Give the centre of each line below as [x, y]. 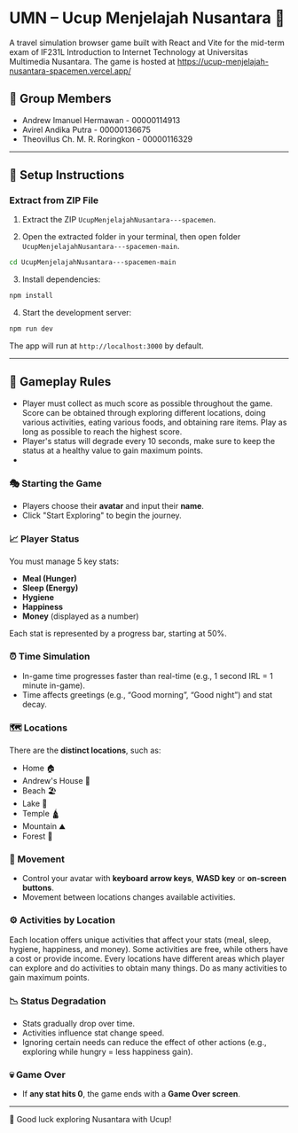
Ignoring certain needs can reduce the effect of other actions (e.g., [144, 1042]
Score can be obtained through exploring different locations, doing [144, 412]
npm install [31, 296]
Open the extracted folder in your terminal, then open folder [131, 237]
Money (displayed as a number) [80, 616]
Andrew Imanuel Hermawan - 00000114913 [101, 120]
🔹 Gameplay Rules [60, 382]
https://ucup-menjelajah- [223, 61]
